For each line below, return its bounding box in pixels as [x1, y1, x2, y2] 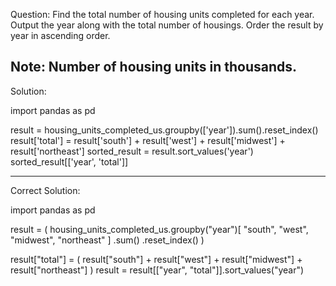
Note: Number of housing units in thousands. [10, 59, 298, 76]
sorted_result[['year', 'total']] [10, 155, 129, 168]
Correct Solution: [10, 184, 81, 196]
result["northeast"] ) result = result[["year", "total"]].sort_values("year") [10, 264, 305, 276]
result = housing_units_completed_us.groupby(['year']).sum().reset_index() [10, 124, 319, 136]
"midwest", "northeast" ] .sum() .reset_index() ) [10, 234, 205, 246]
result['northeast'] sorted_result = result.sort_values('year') [10, 145, 254, 157]
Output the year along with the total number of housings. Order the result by [10, 19, 324, 31]
